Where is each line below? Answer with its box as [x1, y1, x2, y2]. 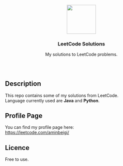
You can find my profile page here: [5, 124, 74, 130]
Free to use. [5, 156, 29, 162]
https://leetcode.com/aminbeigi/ [5, 130, 69, 136]
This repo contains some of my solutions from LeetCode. [5, 92, 119, 98]
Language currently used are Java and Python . [5, 97, 100, 104]
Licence [5, 143, 30, 152]
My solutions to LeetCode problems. [45, 51, 118, 58]
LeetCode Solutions [58, 40, 105, 47]
